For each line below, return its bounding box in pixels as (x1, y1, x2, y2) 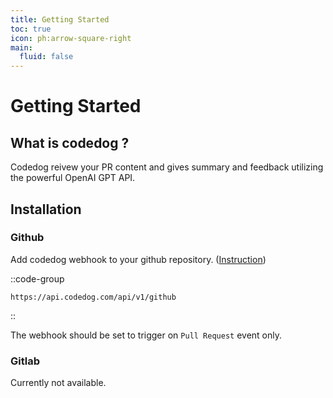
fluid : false (19, 52, 74, 62)
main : (10, 42, 33, 53)
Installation (10, 201, 82, 218)
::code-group (10, 272, 65, 285)
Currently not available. (10, 377, 107, 389)
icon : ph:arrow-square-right (10, 33, 132, 43)
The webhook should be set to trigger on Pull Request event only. (10, 329, 283, 341)
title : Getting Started (10, 14, 110, 25)
